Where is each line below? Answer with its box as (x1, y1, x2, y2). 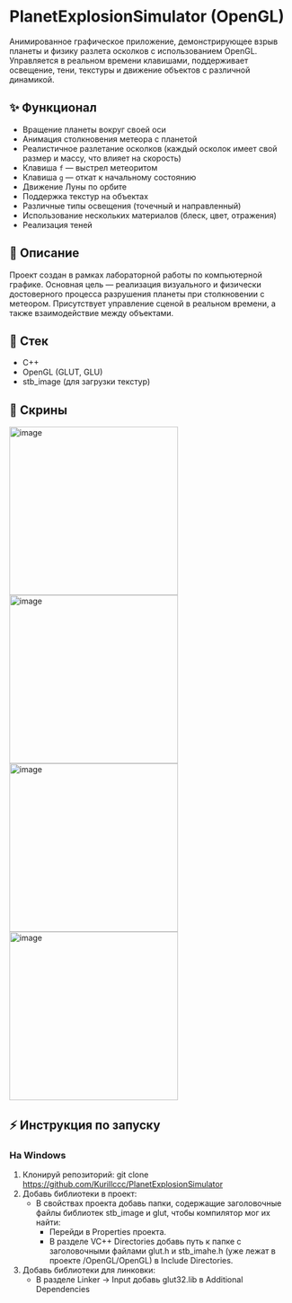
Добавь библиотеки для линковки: (22, 1264, 155, 1275)
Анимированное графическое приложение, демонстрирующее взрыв (9, 36, 279, 47)
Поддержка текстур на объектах (22, 190, 149, 201)
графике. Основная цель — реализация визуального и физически (9, 278, 262, 289)
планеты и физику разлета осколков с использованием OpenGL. (9, 45, 258, 56)
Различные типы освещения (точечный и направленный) (22, 200, 242, 211)
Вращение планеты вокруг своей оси (22, 124, 166, 135)
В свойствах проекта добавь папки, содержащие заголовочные (35, 1197, 282, 1209)
